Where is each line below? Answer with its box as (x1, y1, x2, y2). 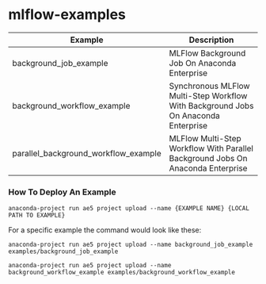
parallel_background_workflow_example (12, 148, 162, 159)
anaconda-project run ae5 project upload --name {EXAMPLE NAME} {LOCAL (8, 205, 249, 213)
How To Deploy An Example (8, 186, 116, 198)
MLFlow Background (169, 48, 246, 59)
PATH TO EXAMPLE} (8, 212, 66, 220)
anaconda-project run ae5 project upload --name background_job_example (8, 240, 253, 249)
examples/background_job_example (8, 248, 119, 255)
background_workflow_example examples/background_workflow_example (8, 268, 236, 277)
